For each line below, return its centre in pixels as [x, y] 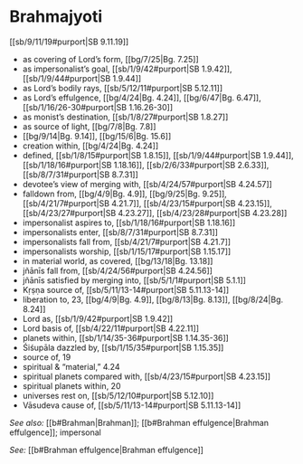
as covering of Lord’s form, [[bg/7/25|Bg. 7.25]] [110, 59]
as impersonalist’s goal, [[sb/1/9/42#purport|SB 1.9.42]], [127, 69]
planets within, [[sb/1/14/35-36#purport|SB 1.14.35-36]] [125, 337]
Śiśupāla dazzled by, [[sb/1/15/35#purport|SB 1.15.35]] [123, 347]
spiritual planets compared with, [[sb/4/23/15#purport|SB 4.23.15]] [147, 376]
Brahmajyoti [56, 17]
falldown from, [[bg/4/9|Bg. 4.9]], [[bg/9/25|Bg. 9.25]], [125, 194]
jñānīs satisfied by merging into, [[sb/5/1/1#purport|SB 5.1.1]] [134, 280]
